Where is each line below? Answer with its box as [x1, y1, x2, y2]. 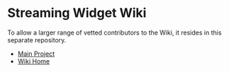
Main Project [17, 49, 55, 58]
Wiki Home [17, 56, 50, 65]
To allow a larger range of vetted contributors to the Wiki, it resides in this [7, 28, 222, 37]
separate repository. [7, 35, 67, 44]
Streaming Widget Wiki [7, 5, 147, 21]
